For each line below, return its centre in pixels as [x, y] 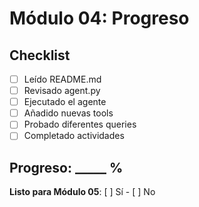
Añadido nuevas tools [68, 113]
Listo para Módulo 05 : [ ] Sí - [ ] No [82, 192]
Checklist [40, 55]
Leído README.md [62, 79]
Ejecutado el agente [65, 102]
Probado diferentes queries [80, 124]
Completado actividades [74, 136]
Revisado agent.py [62, 91]
